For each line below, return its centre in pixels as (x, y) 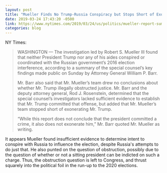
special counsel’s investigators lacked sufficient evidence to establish (88, 99)
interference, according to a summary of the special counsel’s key (85, 68)
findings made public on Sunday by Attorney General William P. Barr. (87, 73)
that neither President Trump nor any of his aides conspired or (81, 57)
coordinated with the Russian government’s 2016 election (76, 63)
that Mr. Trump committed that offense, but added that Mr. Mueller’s (87, 104)
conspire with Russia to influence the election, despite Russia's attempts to (82, 144)
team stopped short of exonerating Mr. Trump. (65, 109)
